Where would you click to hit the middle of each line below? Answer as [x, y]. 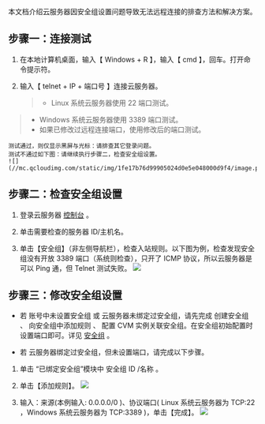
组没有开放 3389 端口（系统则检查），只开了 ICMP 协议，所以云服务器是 [136, 258]
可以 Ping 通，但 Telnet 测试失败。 [75, 268]
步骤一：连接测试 [50, 39]
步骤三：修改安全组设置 [65, 296]
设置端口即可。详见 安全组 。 [67, 336]
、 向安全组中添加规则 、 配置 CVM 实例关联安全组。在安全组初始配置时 [136, 325]
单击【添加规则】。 [49, 386]
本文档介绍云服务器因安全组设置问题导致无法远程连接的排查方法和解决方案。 [132, 11]
